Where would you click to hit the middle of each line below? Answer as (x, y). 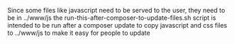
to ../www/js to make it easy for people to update (79, 33)
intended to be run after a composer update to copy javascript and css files (117, 25)
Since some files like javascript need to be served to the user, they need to (116, 10)
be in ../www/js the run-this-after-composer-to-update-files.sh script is (112, 18)
